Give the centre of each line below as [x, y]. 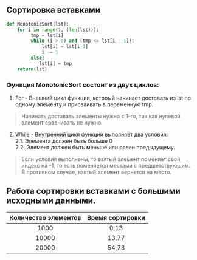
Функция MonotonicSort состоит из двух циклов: [83, 84]
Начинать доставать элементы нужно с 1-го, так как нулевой [101, 116]
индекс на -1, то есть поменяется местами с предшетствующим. [106, 165]
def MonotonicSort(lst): [38, 24]
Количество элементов [45, 217]
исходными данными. [51, 201]
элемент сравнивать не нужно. [62, 122]
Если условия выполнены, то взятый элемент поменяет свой [101, 159]
